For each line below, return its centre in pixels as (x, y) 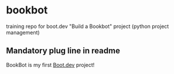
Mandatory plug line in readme (63, 51)
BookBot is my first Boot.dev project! (50, 65)
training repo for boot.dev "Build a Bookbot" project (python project (88, 26)
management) (23, 32)
